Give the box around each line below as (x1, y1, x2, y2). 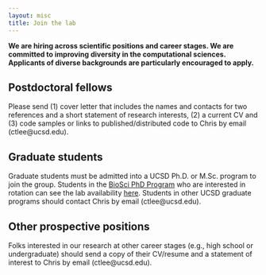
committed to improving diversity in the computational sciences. (8, 49, 226, 59)
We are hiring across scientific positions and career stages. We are (8, 41, 234, 50)
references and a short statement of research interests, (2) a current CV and (8, 110, 258, 120)
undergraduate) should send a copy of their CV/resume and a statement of (8, 249, 253, 258)
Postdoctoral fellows (8, 80, 113, 94)
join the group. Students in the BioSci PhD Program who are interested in (8, 180, 246, 189)
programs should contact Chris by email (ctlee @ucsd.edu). (8, 196, 202, 207)
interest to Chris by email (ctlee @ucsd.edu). (8, 258, 152, 267)
